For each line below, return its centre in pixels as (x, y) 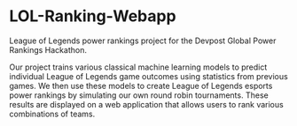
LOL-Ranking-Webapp (93, 16)
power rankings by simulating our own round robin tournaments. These (139, 95)
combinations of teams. (52, 114)
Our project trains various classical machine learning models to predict (138, 67)
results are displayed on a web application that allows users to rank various (146, 104)
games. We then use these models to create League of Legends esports (141, 85)
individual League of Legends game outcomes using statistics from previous (148, 76)
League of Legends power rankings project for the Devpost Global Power (143, 41)
